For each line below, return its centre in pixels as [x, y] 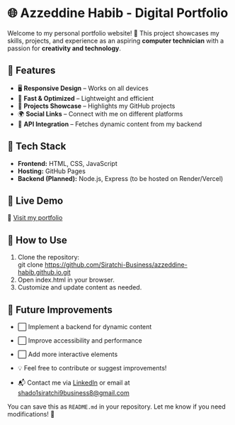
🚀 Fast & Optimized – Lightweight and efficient [86, 98]
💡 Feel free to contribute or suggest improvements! [92, 368]
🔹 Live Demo [35, 200]
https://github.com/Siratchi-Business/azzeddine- [116, 265]
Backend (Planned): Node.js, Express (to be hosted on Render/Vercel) [120, 178]
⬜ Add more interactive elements [68, 354]
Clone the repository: [48, 258]
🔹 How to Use [37, 240]
